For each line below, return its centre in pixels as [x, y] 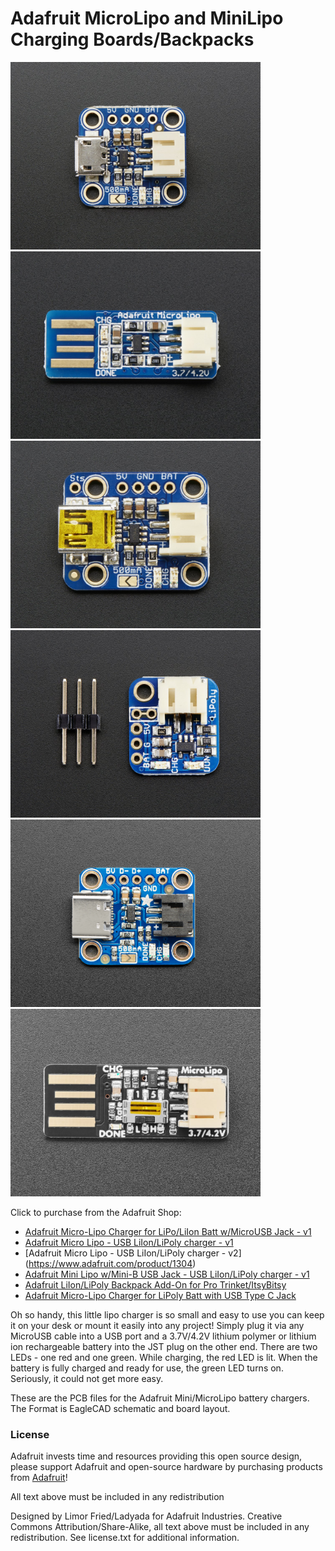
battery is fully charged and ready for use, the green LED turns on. [147, 1368]
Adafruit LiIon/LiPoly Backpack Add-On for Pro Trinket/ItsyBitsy [155, 1285]
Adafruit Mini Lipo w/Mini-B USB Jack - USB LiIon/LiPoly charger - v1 [167, 1274]
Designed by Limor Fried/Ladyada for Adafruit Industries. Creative [146, 1516]
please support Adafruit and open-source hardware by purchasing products [166, 1467]
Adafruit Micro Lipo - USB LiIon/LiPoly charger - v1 [129, 1243]
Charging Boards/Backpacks [132, 39]
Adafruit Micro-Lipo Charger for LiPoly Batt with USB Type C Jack [160, 1296]
